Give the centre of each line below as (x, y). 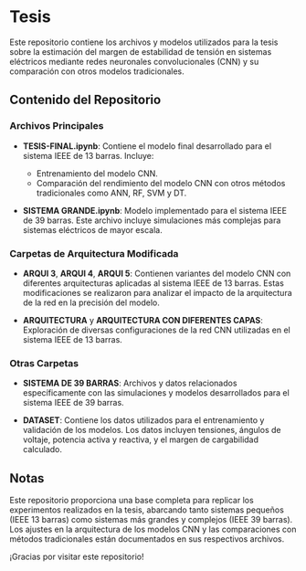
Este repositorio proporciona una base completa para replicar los (132, 501)
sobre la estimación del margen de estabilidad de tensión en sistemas (141, 51)
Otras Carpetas (44, 363)
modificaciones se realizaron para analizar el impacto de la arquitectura (157, 292)
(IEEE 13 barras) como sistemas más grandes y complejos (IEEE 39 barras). (151, 520)
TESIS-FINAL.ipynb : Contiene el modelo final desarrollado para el (147, 146)
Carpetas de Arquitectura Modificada (94, 253)
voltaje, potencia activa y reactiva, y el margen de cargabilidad (140, 439)
